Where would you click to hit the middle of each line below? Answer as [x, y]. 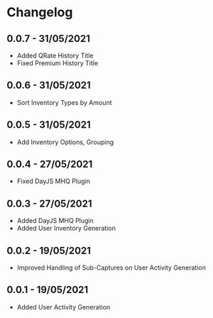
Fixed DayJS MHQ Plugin [53, 181]
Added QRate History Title [55, 55]
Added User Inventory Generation [66, 229]
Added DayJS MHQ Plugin [55, 221]
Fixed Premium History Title [58, 63]
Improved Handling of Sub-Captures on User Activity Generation [111, 268]
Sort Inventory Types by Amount [64, 102]
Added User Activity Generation [64, 307]
